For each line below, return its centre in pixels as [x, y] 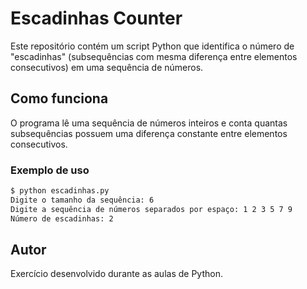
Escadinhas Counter [96, 18]
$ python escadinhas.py [60, 191]
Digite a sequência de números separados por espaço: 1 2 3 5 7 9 [151, 209]
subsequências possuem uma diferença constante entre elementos [149, 133]
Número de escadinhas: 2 [62, 218]
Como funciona [59, 98]
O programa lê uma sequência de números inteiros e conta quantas [149, 123]
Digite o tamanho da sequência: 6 [82, 200]
